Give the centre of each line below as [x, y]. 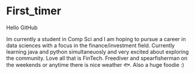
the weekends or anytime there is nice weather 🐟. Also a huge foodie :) [95, 64]
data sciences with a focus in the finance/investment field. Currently [91, 45]
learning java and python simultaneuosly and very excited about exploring [97, 51]
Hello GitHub [22, 27]
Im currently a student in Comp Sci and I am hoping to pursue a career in [96, 39]
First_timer [34, 11]
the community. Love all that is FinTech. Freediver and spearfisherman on [97, 58]
